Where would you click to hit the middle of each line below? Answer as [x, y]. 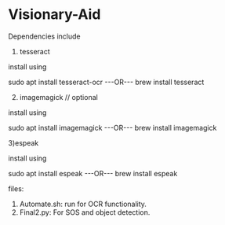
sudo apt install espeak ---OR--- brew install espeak [93, 173]
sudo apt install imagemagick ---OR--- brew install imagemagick [112, 127]
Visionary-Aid [54, 15]
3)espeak [24, 142]
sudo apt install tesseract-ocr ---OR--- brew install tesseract [106, 82]
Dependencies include [44, 36]
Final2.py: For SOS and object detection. [85, 212]
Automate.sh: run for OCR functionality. [83, 204]
